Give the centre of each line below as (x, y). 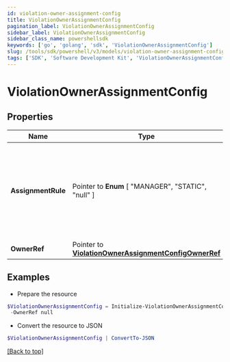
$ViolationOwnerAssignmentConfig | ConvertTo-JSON (81, 338)
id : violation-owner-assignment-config (64, 13)
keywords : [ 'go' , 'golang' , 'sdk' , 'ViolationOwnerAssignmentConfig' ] (110, 45)
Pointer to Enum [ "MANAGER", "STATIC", (140, 186)
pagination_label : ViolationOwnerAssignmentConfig (81, 26)
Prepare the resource (47, 294)
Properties (30, 117)
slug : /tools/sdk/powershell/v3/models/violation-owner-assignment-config (116, 52)
